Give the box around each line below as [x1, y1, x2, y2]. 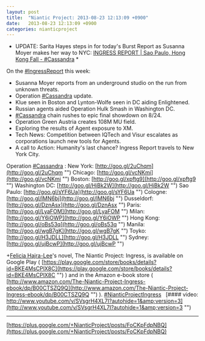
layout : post [6, 9, 40, 15]
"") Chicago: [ [63, 169, 99, 176]
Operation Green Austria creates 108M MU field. [15, 118, 137, 126]
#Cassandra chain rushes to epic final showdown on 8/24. [15, 112, 162, 119]
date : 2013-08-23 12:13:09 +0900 [6, 20, 97, 26]
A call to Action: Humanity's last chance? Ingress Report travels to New [15, 144, 194, 151]
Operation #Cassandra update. [15, 92, 93, 99]
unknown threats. [15, 86, 60, 93]
